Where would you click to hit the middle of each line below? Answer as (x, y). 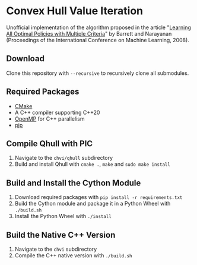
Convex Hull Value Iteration (75, 11)
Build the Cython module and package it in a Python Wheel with (93, 204)
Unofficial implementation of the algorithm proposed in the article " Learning (99, 27)
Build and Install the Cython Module (74, 183)
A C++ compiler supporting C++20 (57, 112)
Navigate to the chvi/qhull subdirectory (64, 158)
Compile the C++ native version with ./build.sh (73, 255)
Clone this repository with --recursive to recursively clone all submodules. (98, 73)
